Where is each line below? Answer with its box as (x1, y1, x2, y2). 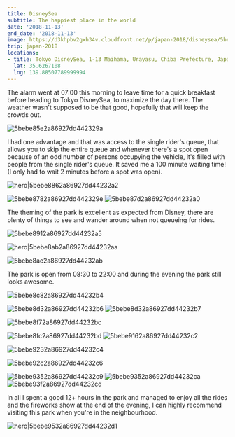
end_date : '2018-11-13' (7, 29, 77, 37)
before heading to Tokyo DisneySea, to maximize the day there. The (7, 95, 203, 104)
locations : (7, 50, 39, 57)
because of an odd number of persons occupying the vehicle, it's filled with (7, 152, 225, 161)
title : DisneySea (7, 10, 58, 18)
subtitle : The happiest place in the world (7, 17, 136, 24)
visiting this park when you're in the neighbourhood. (7, 408, 158, 417)
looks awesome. (7, 277, 55, 286)
